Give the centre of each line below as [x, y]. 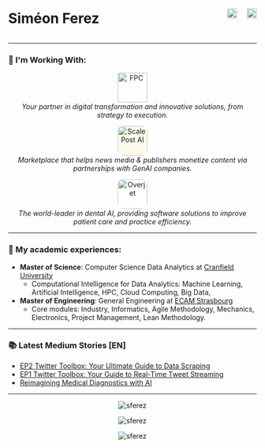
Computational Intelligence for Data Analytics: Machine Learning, [137, 284]
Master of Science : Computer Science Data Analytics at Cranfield [127, 267]
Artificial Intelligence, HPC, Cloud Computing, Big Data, [121, 292]
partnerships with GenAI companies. [132, 168]
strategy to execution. [132, 115]
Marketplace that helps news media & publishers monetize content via [132, 160]
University [36, 275]
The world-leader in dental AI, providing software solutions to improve [132, 213]
